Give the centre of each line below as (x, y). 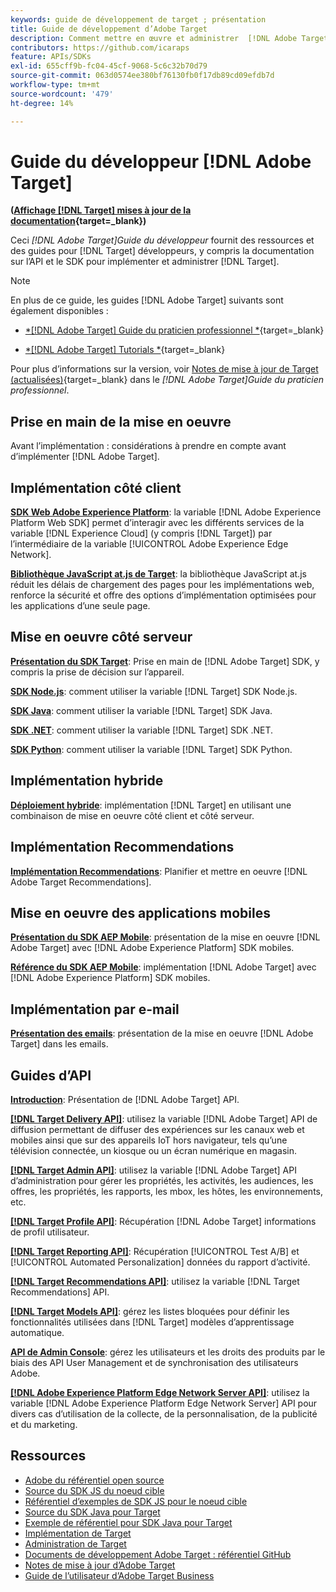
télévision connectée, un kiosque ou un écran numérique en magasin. (154, 1150)
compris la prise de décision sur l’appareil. (97, 672)
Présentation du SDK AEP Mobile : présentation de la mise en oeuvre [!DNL (165, 937)
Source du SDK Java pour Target (92, 1512)
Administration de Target (75, 1543)
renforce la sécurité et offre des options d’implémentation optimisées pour (163, 595)
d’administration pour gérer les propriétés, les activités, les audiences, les (162, 1180)
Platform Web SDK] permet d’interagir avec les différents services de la (157, 523)
